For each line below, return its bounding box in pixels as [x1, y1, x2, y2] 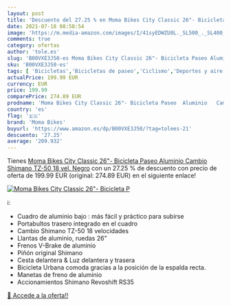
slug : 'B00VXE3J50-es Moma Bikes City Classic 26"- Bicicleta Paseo [7, 55, 208, 62]
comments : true [7, 36, 51, 43]
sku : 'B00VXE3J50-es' [7, 61, 69, 68]
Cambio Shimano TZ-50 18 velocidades [16, 227, 129, 235]
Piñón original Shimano [16, 249, 83, 257]
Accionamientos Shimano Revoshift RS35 [16, 278, 134, 286]
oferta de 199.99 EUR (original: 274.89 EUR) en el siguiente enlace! [7, 171, 197, 179]
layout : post [7, 10, 45, 17]
